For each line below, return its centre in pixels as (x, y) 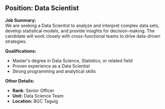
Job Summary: (21, 20)
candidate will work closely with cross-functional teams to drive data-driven (83, 36)
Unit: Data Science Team (38, 96)
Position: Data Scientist (42, 8)
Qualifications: (21, 51)
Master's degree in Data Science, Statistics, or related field (72, 60)
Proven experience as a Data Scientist (51, 66)
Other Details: (20, 81)
